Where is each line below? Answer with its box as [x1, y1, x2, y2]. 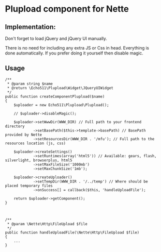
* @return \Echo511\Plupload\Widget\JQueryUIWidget [7, 85, 114, 90]
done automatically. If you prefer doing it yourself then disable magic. [5, 50, 144, 56]
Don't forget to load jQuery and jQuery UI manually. [5, 35, 107, 41]
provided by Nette [5, 132, 42, 137]
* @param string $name [7, 81, 53, 86]
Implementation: [5, 23, 56, 31]
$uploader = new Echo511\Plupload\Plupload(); [14, 102, 109, 107]
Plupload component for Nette [5, 3, 129, 15]
